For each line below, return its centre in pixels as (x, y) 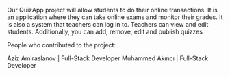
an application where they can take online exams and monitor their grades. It (115, 17)
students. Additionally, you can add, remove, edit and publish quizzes (105, 31)
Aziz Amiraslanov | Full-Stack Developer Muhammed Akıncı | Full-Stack (108, 58)
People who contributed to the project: (62, 45)
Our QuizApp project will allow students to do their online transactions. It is (112, 10)
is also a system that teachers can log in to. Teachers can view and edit (108, 24)
